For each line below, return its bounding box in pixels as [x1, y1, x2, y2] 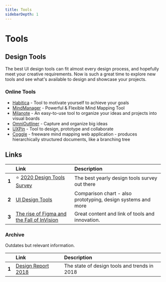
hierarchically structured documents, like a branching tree [12, 136, 130, 142]
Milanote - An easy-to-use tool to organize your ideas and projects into [12, 110, 157, 116]
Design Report [15, 262, 49, 269]
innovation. [74, 216, 100, 223]
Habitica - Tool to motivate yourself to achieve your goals [12, 100, 129, 106]
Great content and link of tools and [74, 210, 155, 217]
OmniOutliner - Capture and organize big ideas [12, 120, 108, 126]
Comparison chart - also [74, 190, 132, 197]
